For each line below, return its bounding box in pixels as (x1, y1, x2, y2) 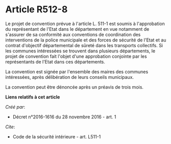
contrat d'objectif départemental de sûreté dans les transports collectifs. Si (5, 42, 163, 48)
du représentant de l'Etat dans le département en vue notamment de (5, 26, 150, 32)
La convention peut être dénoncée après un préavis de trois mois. (5, 84, 144, 90)
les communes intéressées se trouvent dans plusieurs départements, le (5, 48, 156, 54)
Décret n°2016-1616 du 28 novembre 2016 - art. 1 (12, 114, 116, 120)
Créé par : (5, 104, 26, 110)
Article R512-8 (5, 4, 68, 15)
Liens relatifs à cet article (5, 94, 60, 100)
